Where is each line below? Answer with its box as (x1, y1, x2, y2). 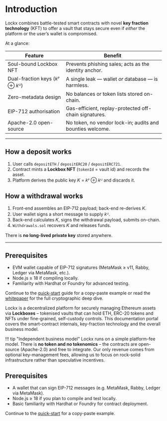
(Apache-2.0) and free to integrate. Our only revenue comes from (20, 347, 155, 353)
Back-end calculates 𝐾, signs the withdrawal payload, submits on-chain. (12, 216, 161, 222)
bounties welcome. (66, 125, 110, 132)
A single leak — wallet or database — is (66, 75, 158, 82)
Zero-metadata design (7, 93, 61, 100)
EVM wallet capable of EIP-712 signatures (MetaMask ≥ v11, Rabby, (12, 264, 150, 270)
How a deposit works (5, 148, 72, 156)
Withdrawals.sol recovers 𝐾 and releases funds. (12, 222, 111, 228)
